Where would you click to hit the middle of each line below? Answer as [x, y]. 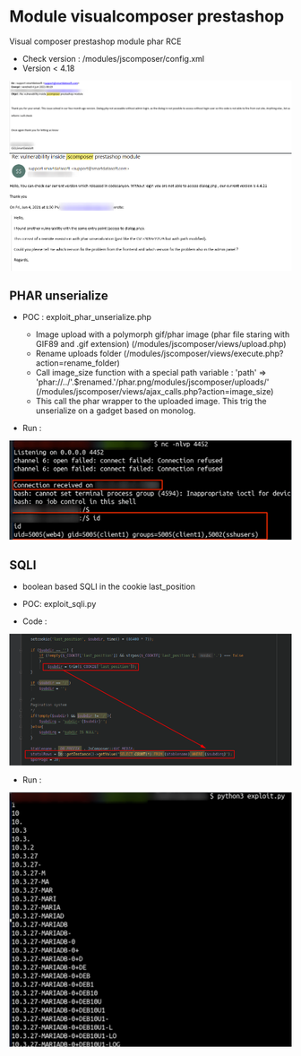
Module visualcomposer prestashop [147, 17]
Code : [34, 621]
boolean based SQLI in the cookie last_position [108, 587]
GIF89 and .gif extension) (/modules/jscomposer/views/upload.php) [161, 344]
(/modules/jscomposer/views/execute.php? [204, 354]
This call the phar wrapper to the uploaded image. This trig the [151, 402]
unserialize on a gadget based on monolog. [116, 411]
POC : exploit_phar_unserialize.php [87, 317]
